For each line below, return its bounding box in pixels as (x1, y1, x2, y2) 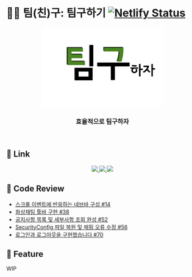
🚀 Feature (6, 249, 44, 259)
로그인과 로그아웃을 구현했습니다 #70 (15, 231, 104, 238)
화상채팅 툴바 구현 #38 (15, 208, 69, 216)
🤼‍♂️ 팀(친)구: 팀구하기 (6, 6, 106, 20)
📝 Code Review (6, 184, 65, 194)
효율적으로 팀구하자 (76, 117, 129, 125)
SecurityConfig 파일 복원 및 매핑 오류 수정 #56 (15, 223, 128, 231)
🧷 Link (6, 149, 30, 160)
